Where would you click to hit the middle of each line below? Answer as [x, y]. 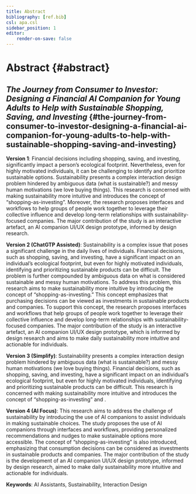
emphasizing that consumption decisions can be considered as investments [97, 448]
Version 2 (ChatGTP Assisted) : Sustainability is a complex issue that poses [97, 245]
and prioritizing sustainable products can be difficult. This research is [90, 387]
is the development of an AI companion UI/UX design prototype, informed [95, 461]
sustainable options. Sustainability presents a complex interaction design [94, 177]
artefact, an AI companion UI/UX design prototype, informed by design [91, 227]
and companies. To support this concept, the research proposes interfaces [97, 307]
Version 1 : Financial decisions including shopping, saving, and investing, [93, 158]
